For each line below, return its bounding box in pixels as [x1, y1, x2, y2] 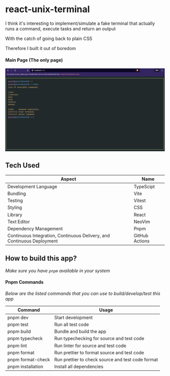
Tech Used [5, 161, 40, 170]
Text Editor [7, 219, 30, 225]
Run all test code [54, 321, 90, 327]
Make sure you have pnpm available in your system [5, 267, 110, 274]
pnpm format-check [7, 357, 50, 363]
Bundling [7, 190, 26, 196]
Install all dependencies [54, 363, 104, 370]
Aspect [60, 176, 76, 182]
